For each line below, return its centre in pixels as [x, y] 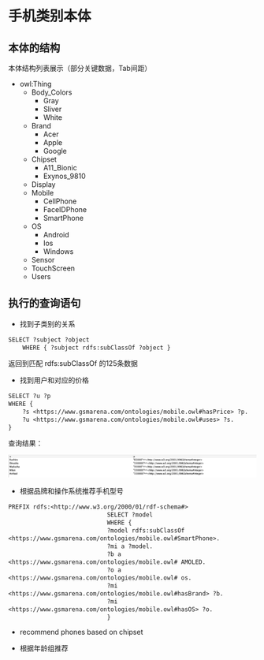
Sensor [43, 260]
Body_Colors [52, 92]
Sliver [52, 109]
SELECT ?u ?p [30, 396]
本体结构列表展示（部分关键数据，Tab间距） [80, 68]
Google [55, 151]
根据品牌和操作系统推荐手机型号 [71, 491]
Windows [58, 252]
